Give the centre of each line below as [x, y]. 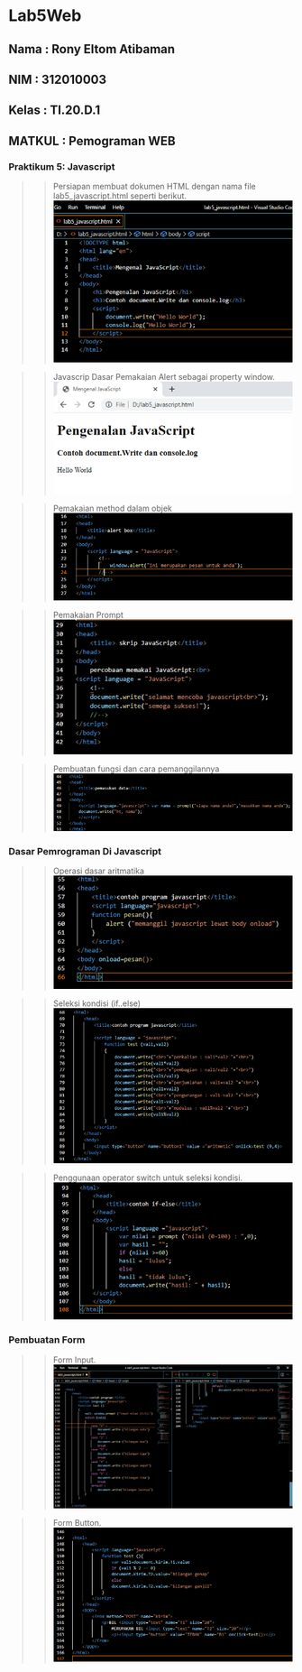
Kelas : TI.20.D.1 [55, 111]
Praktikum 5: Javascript [62, 166]
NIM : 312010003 [58, 79]
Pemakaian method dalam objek [113, 508]
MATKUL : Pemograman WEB [92, 141]
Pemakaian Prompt [88, 614]
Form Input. [74, 1360]
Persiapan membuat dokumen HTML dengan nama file [154, 187]
